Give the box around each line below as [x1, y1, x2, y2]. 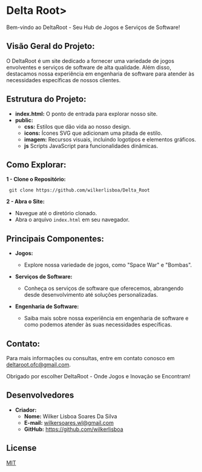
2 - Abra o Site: [6, 198, 45, 205]
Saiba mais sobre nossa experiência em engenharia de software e [24, 315, 189, 322]
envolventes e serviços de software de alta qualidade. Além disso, [6, 63, 171, 71]
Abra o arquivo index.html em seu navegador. [15, 216, 130, 224]
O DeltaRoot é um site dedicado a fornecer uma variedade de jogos [6, 57, 174, 64]
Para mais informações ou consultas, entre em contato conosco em [6, 355, 175, 361]
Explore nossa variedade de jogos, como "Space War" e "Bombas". [24, 261, 192, 269]
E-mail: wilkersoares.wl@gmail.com [24, 419, 114, 426]
